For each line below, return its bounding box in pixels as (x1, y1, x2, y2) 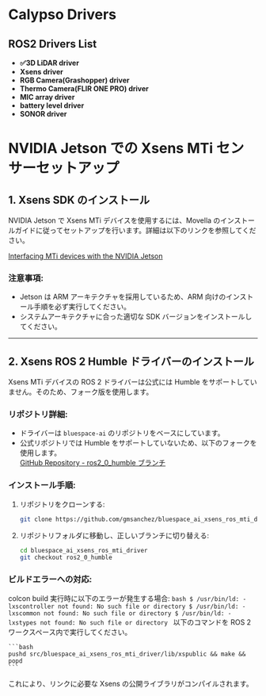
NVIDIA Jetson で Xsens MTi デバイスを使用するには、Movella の (8, 216, 221, 225)
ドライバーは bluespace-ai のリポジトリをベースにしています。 (19, 428, 225, 438)
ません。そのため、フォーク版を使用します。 (8, 387, 154, 397)
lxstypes (8, 618, 37, 627)
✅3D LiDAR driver (19, 58, 79, 67)
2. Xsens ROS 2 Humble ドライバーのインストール (8, 354, 255, 368)
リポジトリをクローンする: (19, 499, 105, 509)
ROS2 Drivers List (8, 37, 97, 51)
